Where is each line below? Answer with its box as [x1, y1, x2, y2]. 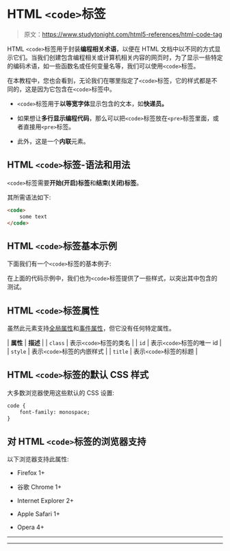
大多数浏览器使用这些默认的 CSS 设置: [7, 388, 115, 397]
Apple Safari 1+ [16, 510, 60, 518]
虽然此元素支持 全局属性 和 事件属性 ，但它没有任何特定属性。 [7, 324, 175, 332]
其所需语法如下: [7, 193, 51, 201]
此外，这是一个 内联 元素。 [16, 137, 90, 145]
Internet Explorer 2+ [16, 497, 74, 505]
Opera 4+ [16, 523, 44, 531]
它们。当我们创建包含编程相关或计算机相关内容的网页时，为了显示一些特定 [12, 53, 223, 62]
